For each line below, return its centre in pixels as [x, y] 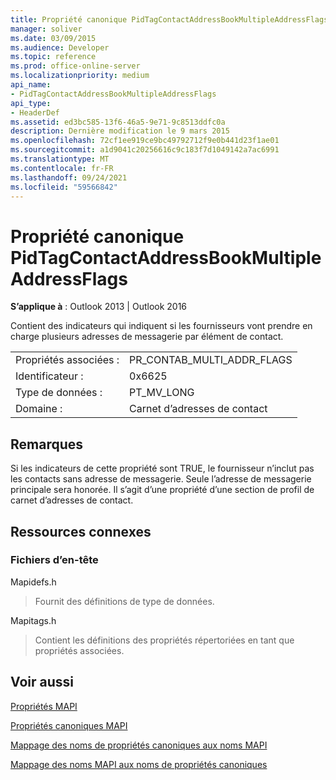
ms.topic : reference [53, 57]
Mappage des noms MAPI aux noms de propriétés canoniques [139, 764]
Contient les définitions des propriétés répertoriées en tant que [164, 640]
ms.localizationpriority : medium [80, 76]
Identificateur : [49, 376]
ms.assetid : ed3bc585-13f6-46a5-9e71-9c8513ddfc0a [118, 122]
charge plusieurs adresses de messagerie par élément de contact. [147, 337]
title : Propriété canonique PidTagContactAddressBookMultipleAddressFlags [169, 19]
